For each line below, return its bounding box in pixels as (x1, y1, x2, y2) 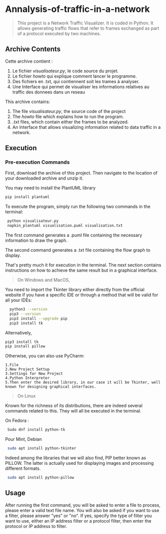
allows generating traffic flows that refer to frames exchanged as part (17, 25, 160, 31)
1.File (5, 362, 19, 368)
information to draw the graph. (5, 237, 68, 243)
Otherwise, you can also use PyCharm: (5, 353, 85, 359)
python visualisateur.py (7, 218, 58, 223)
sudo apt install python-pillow (7, 475, 74, 480)
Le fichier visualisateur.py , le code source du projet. (12, 68, 119, 74)
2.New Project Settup (5, 367, 50, 372)
